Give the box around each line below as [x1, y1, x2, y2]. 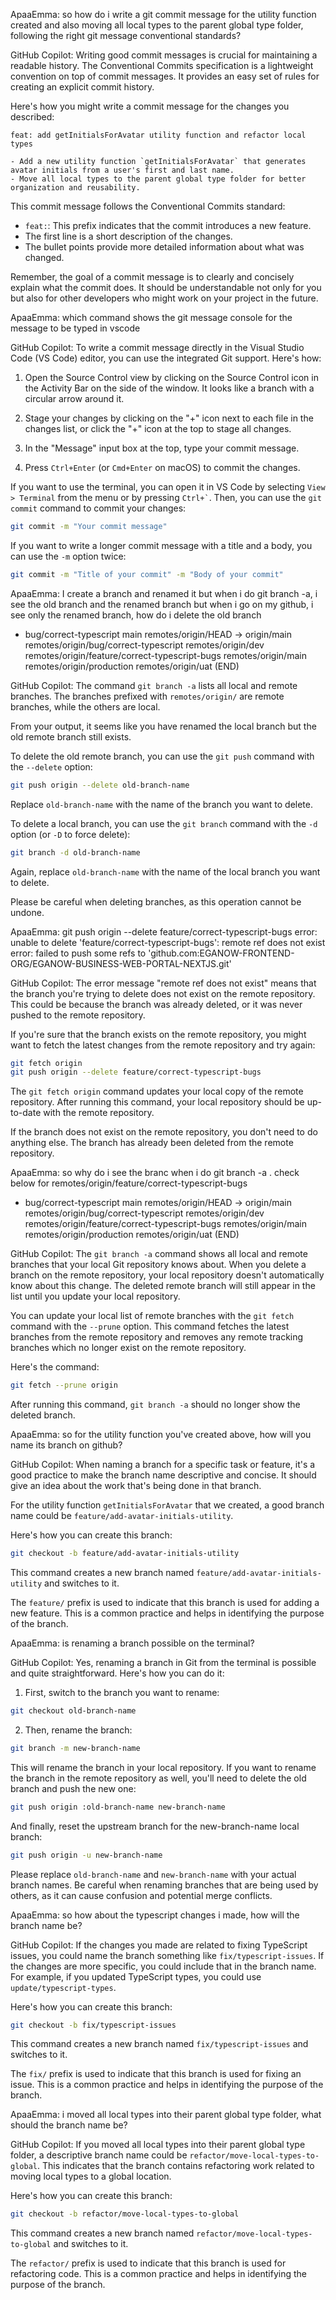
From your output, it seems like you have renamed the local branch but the [10, 720, 317, 732]
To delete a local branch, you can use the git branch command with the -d [10, 817, 318, 829]
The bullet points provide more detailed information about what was [24, 241, 305, 253]
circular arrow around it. [24, 393, 125, 404]
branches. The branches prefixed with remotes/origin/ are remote [10, 690, 285, 702]
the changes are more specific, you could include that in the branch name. [10, 1960, 317, 1972]
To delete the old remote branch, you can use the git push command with [10, 750, 315, 762]
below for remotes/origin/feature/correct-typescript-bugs [10, 1177, 248, 1189]
